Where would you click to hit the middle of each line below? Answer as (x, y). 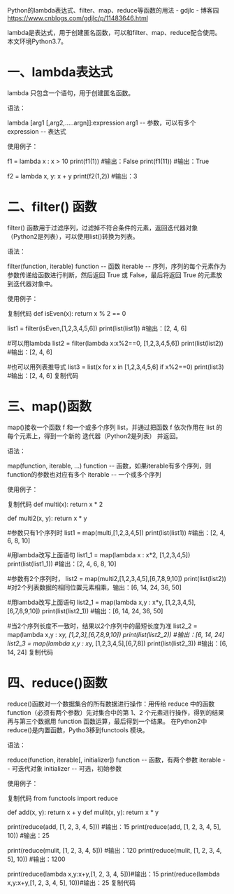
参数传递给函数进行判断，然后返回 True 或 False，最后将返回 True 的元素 (112, 274)
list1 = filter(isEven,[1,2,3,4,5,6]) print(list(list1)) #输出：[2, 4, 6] (97, 328)
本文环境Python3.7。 (37, 41)
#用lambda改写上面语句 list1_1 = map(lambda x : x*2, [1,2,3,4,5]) (99, 554)
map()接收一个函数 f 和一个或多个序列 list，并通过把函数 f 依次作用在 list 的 (115, 427)
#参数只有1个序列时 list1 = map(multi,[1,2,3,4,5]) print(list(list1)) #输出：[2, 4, (116, 532)
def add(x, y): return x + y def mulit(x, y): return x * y (83, 812)
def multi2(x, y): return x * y (47, 518)
